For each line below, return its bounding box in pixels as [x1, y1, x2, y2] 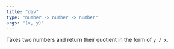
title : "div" [6, 8, 39, 15]
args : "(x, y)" [6, 20, 45, 26]
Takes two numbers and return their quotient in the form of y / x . [6, 36, 169, 44]
